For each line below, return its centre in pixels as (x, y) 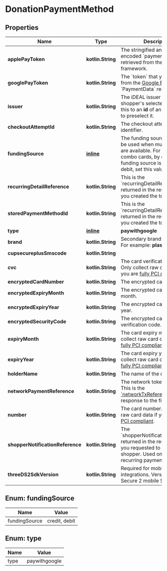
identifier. (132, 130)
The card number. (141, 409)
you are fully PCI (140, 274)
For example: (136, 245)
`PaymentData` (138, 89)
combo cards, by (140, 157)
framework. (134, 68)
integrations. (135, 475)
